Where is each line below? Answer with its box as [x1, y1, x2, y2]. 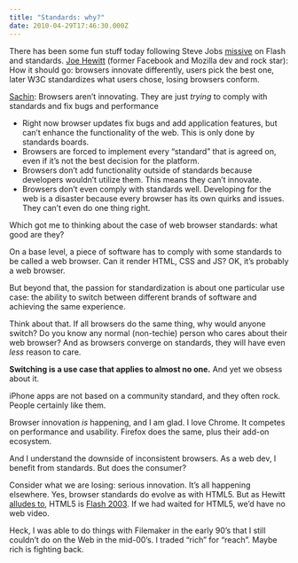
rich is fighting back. [9, 543, 84, 554]
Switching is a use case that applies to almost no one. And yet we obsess [9, 364, 283, 374]
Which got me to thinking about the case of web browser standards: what [9, 219, 278, 231]
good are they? [9, 229, 65, 239]
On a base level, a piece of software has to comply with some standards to [9, 246, 282, 257]
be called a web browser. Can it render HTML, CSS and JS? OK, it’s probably [9, 255, 289, 266]
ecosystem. [9, 435, 52, 446]
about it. [9, 373, 40, 384]
